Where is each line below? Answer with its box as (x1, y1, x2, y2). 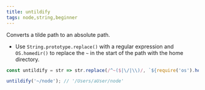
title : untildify (6, 8, 51, 15)
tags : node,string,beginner (6, 14, 78, 21)
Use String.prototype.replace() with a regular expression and (15, 43, 174, 50)
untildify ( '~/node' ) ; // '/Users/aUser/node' (6, 78, 124, 85)
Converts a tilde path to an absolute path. (6, 31, 110, 38)
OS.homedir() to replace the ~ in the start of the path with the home (15, 49, 184, 56)
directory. (15, 56, 40, 63)
